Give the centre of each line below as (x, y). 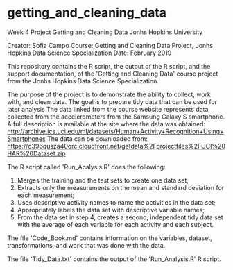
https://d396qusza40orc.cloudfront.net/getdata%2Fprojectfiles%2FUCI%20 (116, 146)
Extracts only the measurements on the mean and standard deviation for (120, 187)
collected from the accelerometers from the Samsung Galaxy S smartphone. (116, 117)
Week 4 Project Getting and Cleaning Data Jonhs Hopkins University (105, 32)
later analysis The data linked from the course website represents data (108, 109)
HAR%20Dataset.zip (36, 153)
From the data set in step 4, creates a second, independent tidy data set (120, 217)
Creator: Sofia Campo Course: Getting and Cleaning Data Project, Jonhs (110, 45)
